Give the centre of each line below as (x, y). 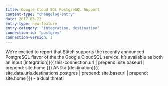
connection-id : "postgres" (33, 33)
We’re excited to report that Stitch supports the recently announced (75, 52)
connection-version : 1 (29, 38)
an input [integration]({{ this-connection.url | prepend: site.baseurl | (75, 62)
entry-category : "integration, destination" (52, 28)
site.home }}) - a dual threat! (35, 78)
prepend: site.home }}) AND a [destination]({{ (52, 67)
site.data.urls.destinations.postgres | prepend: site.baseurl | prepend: (77, 73)
